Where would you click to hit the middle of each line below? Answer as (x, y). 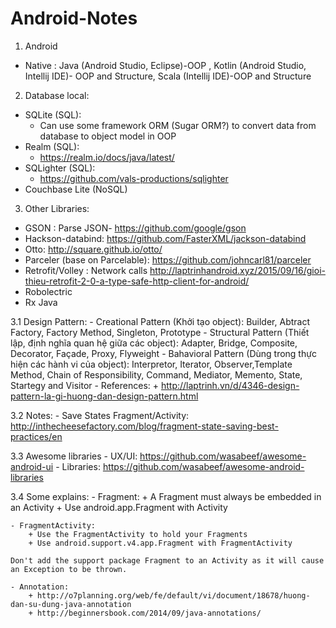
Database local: (57, 95)
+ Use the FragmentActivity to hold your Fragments (138, 534)
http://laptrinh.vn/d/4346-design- (230, 385)
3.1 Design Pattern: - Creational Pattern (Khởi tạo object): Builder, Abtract (160, 321)
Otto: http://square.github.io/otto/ (93, 249)
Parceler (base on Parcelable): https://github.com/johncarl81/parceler (168, 259)
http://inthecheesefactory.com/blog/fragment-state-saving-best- (144, 426)
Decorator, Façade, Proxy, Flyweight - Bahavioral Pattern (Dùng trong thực (163, 353)
